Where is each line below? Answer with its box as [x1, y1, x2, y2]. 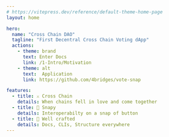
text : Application [22, 71, 72, 77]
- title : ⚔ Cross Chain [12, 93, 72, 99]
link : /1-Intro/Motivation [22, 59, 92, 66]
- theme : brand [17, 48, 56, 55]
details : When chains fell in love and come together [17, 99, 157, 105]
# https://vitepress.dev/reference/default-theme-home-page [6, 9, 163, 15]
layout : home [6, 15, 40, 21]
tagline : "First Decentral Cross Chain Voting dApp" [12, 37, 149, 43]
